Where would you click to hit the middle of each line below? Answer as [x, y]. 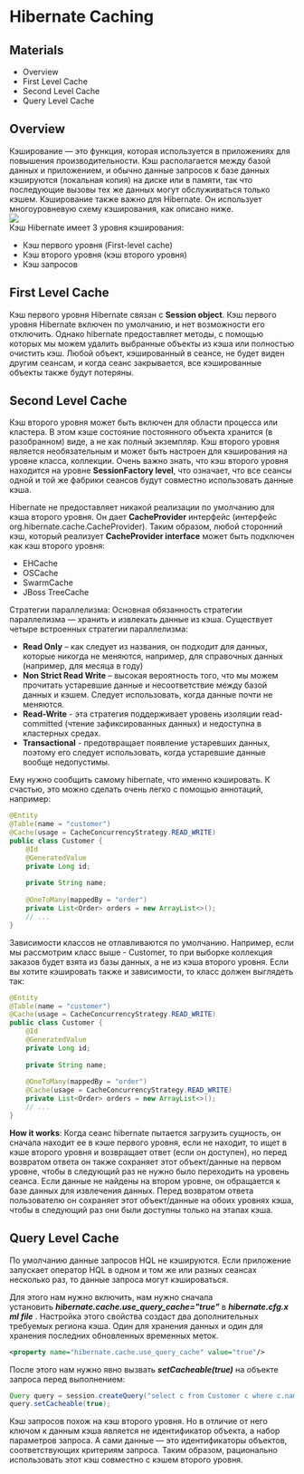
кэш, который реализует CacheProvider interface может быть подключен [152, 536]
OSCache [40, 573]
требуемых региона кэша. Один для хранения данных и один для [137, 1325]
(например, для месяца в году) [83, 666]
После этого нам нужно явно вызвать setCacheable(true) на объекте [144, 1369]
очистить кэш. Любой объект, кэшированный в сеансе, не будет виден [147, 353]
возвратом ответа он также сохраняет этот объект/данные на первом [146, 1161]
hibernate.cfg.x [258, 1306]
